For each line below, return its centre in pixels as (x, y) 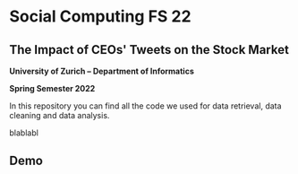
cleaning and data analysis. (60, 115)
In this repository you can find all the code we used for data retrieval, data (145, 106)
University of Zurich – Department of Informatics (102, 71)
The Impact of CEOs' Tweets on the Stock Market (149, 50)
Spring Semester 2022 (52, 88)
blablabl (24, 133)
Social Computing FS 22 (100, 17)
